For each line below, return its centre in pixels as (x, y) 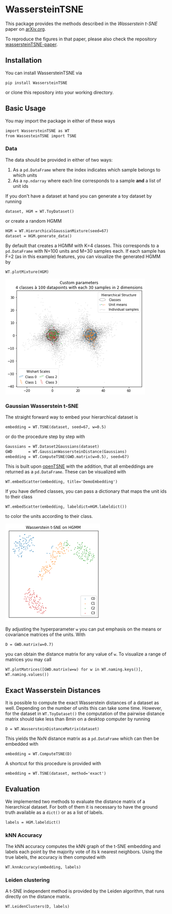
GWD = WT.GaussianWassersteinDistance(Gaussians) (66, 452)
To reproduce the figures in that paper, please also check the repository (81, 39)
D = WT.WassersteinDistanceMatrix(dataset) (52, 729)
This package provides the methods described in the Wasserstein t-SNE (81, 24)
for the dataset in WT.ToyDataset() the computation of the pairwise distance (85, 713)
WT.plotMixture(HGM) (27, 272)
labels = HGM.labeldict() (33, 822)
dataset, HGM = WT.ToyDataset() (40, 211)
